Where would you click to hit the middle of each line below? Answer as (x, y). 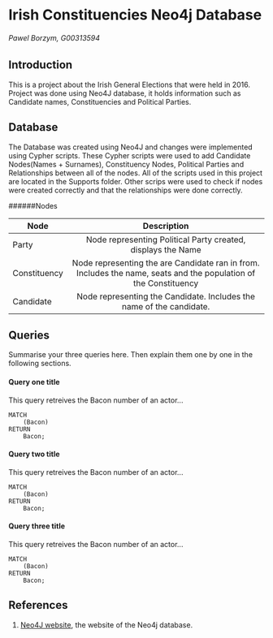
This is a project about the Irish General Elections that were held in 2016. (129, 84)
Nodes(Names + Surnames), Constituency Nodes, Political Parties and (126, 164)
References (38, 605)
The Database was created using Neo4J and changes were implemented (131, 147)
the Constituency (166, 283)
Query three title (37, 526)
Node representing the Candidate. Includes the (166, 296)
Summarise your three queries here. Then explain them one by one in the (131, 355)
